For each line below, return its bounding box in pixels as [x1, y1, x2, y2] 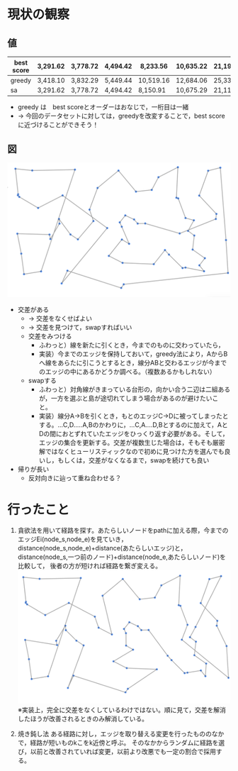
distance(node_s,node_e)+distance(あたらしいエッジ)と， [17, 544, 187, 553]
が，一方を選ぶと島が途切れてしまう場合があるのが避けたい [38, 394, 212, 403]
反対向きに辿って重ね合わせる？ [28, 474, 122, 482]
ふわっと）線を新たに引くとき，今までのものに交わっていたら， [38, 341, 225, 350]
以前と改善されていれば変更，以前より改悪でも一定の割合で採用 [30, 748, 217, 756]
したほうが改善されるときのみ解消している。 [17, 714, 149, 723]
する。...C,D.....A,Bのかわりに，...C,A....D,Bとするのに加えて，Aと [38, 421, 228, 429]
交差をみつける [28, 332, 72, 340]
